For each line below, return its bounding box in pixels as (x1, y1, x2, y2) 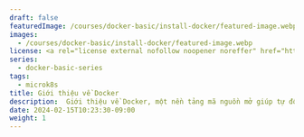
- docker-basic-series (17, 64, 103, 73)
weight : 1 (9, 114, 47, 123)
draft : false (9, 13, 59, 23)
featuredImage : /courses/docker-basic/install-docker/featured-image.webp (9, 22, 298, 31)
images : (9, 30, 39, 39)
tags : (9, 72, 30, 81)
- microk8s (17, 80, 59, 89)
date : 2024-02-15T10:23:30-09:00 (9, 105, 136, 114)
